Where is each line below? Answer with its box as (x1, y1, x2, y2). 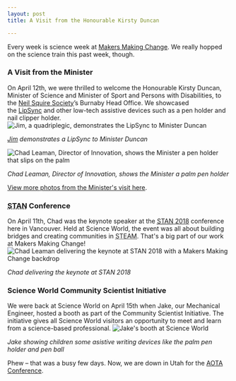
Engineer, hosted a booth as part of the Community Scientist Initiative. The (7, 309, 224, 317)
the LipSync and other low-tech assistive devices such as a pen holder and (7, 106, 226, 114)
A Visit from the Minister (7, 68, 93, 78)
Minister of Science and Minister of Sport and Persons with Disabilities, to (7, 91, 222, 99)
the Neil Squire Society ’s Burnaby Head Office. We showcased (7, 98, 189, 107)
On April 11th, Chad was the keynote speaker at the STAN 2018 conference (7, 217, 225, 226)
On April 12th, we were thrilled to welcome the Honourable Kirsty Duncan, (7, 83, 222, 92)
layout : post (7, 10, 46, 18)
